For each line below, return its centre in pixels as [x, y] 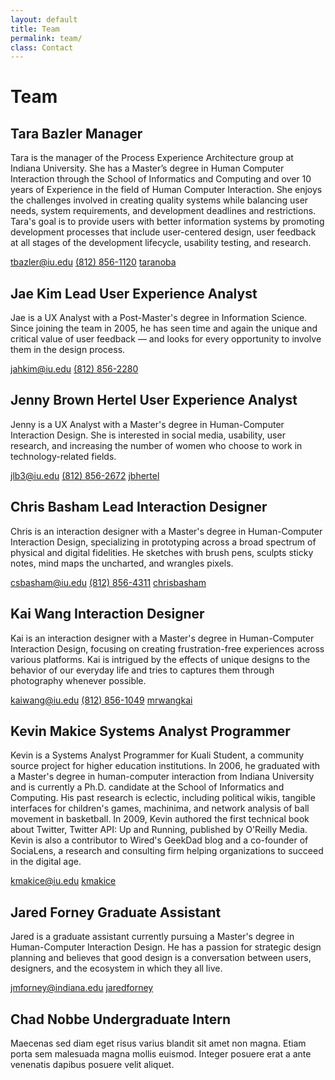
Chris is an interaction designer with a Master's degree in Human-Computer [166, 531]
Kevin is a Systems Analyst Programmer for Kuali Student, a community [157, 755]
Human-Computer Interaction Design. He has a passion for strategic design [166, 947]
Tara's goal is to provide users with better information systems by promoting [167, 222]
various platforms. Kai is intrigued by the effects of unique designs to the [160, 659]
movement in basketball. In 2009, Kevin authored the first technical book [160, 819]
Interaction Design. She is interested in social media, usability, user [148, 435]
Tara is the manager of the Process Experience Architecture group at [152, 158]
